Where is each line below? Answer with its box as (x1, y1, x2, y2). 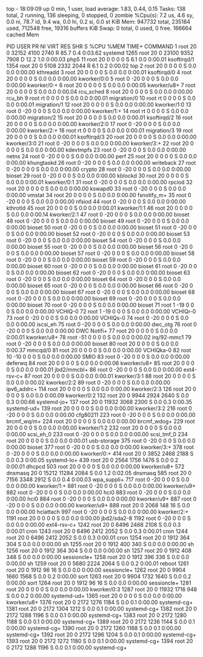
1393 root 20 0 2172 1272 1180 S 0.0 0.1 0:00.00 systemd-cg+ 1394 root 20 (6, 638, 193, 644)
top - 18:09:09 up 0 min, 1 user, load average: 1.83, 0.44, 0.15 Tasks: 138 (6, 5, 186, 12)
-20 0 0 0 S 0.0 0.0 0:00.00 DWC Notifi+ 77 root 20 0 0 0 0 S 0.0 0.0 (6, 327, 178, 334)
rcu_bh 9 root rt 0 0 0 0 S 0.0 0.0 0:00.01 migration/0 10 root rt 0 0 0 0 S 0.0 (6, 94, 196, 102)
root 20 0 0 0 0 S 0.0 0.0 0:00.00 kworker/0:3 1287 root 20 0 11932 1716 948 (6, 586, 198, 593)
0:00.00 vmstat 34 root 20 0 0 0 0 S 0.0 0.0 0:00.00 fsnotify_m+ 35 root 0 (6, 192, 191, 198)
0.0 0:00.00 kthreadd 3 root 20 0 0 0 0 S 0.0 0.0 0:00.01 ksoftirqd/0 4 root (6, 69, 192, 75)
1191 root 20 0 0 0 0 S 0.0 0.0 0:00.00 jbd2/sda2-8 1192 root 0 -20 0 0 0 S (6, 515, 191, 522)
